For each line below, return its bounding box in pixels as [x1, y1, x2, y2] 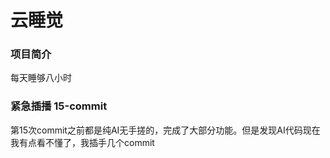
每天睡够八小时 [10, 72, 72, 84]
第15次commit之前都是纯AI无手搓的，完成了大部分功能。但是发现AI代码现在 [10, 124, 321, 136]
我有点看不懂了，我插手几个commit [10, 136, 155, 148]
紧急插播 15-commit [10, 99, 108, 113]
